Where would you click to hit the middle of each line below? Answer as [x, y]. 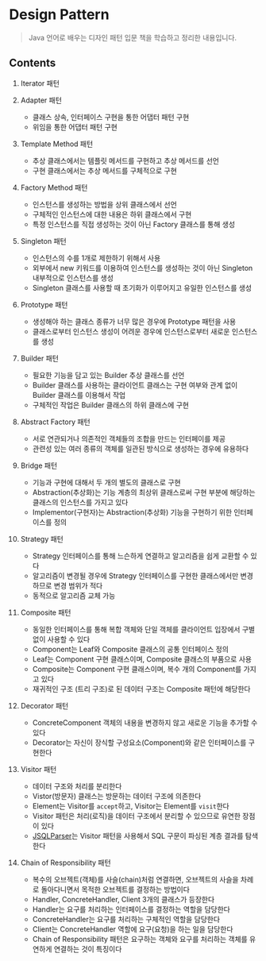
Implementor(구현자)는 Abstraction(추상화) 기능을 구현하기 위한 [132, 512]
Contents [33, 63]
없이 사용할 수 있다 [61, 639]
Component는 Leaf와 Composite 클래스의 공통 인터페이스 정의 [131, 649]
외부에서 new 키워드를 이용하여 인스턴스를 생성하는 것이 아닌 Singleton [143, 268]
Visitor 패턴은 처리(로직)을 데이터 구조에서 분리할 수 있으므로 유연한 [137, 816]
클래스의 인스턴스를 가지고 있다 [80, 502]
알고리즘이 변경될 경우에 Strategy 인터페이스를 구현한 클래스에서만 [135, 575]
